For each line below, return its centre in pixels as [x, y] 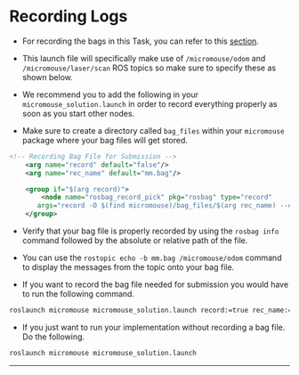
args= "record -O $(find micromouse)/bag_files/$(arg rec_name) [157, 206]
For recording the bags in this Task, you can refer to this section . [141, 41]
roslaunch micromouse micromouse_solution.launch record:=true [129, 310]
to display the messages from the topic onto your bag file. [128, 267]
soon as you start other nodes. [78, 113]
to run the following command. [78, 294]
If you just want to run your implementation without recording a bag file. [154, 327]
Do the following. [53, 337]
